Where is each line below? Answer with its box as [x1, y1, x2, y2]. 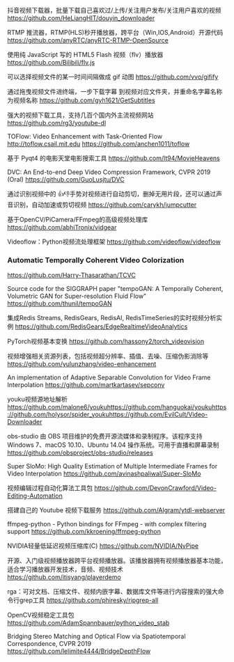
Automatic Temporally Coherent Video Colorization [7, 255, 185, 265]
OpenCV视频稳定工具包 [7, 611, 75, 620]
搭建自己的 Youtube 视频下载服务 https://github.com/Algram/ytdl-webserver [7, 506, 226, 514]
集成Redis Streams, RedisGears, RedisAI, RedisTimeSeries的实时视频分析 [7, 314, 217, 322]
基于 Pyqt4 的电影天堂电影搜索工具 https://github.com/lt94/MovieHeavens [7, 154, 221, 162]
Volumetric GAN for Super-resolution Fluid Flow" [7, 292, 147, 301]
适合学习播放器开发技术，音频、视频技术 [7, 565, 123, 574]
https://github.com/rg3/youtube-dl [7, 119, 107, 127]
